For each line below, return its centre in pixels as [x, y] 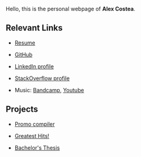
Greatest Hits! [32, 136]
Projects [22, 109]
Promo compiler [35, 124]
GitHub [23, 54]
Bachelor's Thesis [37, 148]
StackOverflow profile [42, 78]
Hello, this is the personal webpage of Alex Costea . [70, 9]
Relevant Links [34, 28]
